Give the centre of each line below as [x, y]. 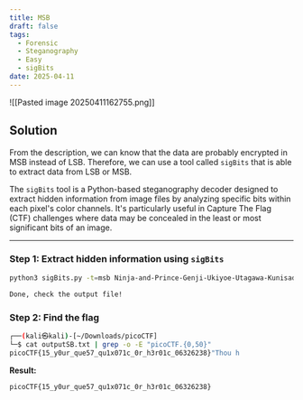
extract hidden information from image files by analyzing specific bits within [150, 199]
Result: [23, 370]
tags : [19, 34]
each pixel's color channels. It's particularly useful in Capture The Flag [141, 208]
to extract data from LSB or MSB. [71, 172]
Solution [33, 130]
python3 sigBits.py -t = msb [60, 278]
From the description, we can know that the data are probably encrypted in [149, 152]
